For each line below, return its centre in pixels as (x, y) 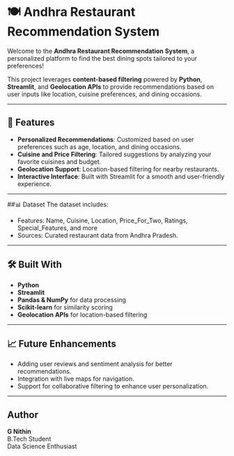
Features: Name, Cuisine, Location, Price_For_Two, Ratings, (102, 220)
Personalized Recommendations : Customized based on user (106, 139)
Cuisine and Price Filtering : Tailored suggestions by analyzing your (114, 154)
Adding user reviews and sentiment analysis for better (95, 364)
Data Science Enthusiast (42, 446)
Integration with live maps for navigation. (76, 379)
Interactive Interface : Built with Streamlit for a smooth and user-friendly (121, 176)
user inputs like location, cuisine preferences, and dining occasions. (104, 94)
